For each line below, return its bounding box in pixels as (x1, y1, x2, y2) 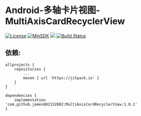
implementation (14, 97, 46, 102)
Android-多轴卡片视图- (5, 5, 100, 16)
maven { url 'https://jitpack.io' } (23, 75, 99, 80)
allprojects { (5, 62, 35, 67)
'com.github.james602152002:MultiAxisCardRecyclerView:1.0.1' (5, 101, 137, 107)
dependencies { (5, 93, 37, 98)
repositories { (14, 66, 46, 72)
